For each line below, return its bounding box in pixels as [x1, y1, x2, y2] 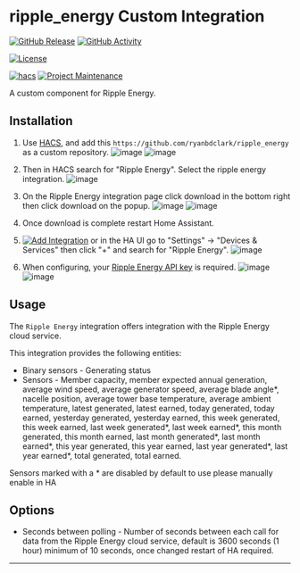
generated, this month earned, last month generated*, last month [21, 431, 261, 442]
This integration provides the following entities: [9, 347, 182, 358]
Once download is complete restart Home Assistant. [21, 217, 214, 228]
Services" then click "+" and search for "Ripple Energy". [21, 244, 229, 255]
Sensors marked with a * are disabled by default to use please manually [9, 467, 274, 478]
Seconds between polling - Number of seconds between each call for [21, 527, 279, 537]
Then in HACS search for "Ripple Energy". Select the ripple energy [21, 163, 266, 175]
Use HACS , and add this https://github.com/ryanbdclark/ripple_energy [21, 137, 289, 148]
